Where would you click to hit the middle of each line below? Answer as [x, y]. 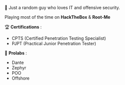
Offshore [21, 78]
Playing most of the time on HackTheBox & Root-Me [58, 17]
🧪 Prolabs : [16, 53]
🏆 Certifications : [23, 27]
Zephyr [19, 68]
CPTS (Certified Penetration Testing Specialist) [59, 38]
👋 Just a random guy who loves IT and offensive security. [62, 8]
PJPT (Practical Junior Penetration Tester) [54, 43]
